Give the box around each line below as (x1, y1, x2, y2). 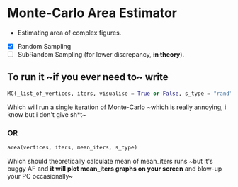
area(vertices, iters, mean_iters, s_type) (7, 144, 138, 152)
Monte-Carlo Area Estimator (7, 5, 178, 21)
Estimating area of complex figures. (17, 28, 122, 37)
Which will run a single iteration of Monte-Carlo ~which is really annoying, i (7, 103, 227, 111)
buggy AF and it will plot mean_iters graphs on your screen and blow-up (7, 164, 222, 173)
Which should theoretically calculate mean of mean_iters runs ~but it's (7, 157, 214, 165)
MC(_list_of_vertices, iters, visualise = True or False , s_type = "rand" (7, 90, 233, 97)
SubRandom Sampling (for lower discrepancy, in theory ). (17, 50, 185, 58)
